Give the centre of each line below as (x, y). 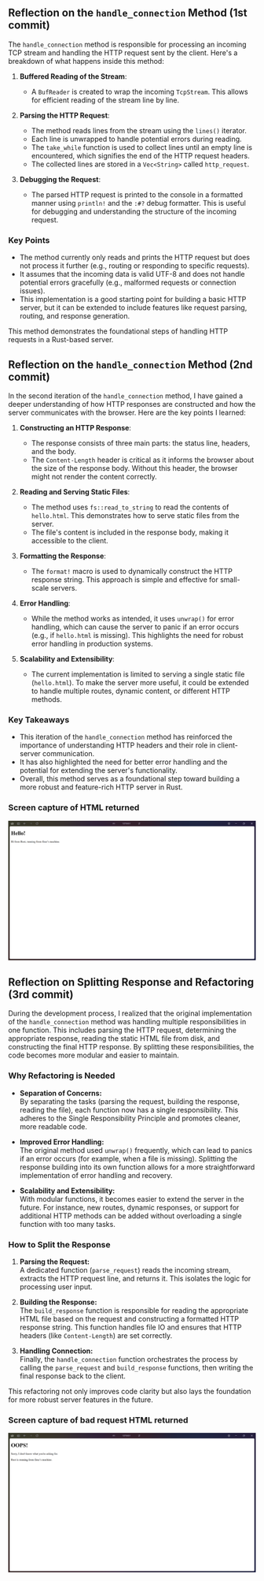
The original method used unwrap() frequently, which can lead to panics (136, 1150)
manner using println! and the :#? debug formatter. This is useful (138, 203)
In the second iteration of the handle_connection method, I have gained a (126, 395)
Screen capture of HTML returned (74, 807)
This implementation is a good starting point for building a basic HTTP (133, 300)
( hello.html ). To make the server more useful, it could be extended (140, 682)
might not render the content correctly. (94, 476)
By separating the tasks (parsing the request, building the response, (130, 1101)
